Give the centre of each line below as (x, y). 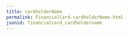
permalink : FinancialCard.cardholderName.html (65, 17)
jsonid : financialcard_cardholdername (54, 23)
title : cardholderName (34, 12)
